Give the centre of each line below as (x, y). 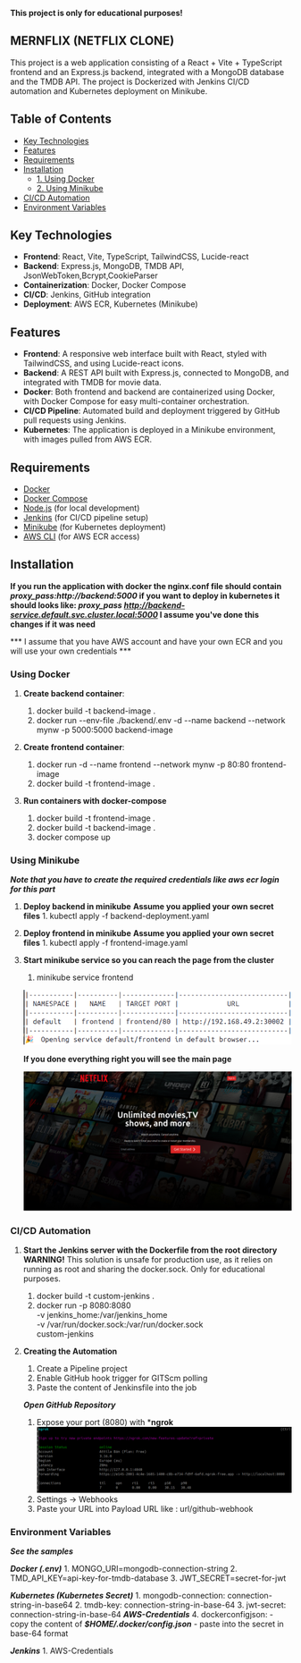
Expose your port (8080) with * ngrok (105, 1422)
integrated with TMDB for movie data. (92, 383)
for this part (33, 890)
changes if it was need (53, 624)
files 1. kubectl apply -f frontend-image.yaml (105, 943)
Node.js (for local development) (81, 508)
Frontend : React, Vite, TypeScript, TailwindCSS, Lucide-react (136, 257)
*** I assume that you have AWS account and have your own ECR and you (146, 641)
